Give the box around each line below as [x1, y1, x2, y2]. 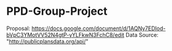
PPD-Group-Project [6, 4, 108, 18]
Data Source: [125, 31, 159, 38]
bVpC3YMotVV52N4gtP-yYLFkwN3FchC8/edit [6, 31, 124, 38]
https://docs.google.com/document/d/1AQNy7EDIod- [31, 25, 166, 32]
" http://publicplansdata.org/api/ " [6, 37, 89, 45]
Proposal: [6, 25, 31, 32]
